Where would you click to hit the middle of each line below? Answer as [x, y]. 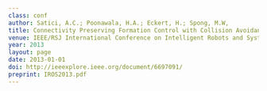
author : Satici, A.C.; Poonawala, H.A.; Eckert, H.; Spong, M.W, [118, 23]
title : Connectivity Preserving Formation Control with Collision [120, 30]
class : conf [28, 15]
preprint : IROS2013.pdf [48, 74]
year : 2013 [26, 45]
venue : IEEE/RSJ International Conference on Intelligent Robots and [126, 38]
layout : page [30, 52]
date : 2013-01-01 [37, 60]
